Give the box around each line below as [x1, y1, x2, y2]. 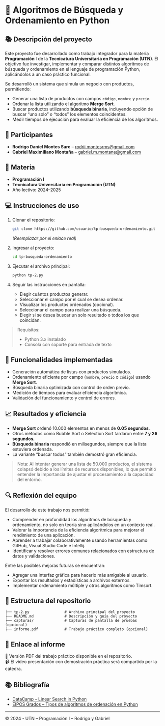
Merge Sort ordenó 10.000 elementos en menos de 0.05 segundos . [12, 425, 150, 431]
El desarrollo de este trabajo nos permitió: [5, 507, 90, 513]
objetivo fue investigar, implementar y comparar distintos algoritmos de [5, 61, 150, 67]
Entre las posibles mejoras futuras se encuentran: [5, 562, 106, 568]
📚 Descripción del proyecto [5, 35, 92, 43]
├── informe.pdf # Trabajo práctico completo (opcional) [5, 627, 148, 632]
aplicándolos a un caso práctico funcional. [5, 71, 91, 77]
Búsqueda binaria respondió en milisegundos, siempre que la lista [12, 441, 147, 447]
